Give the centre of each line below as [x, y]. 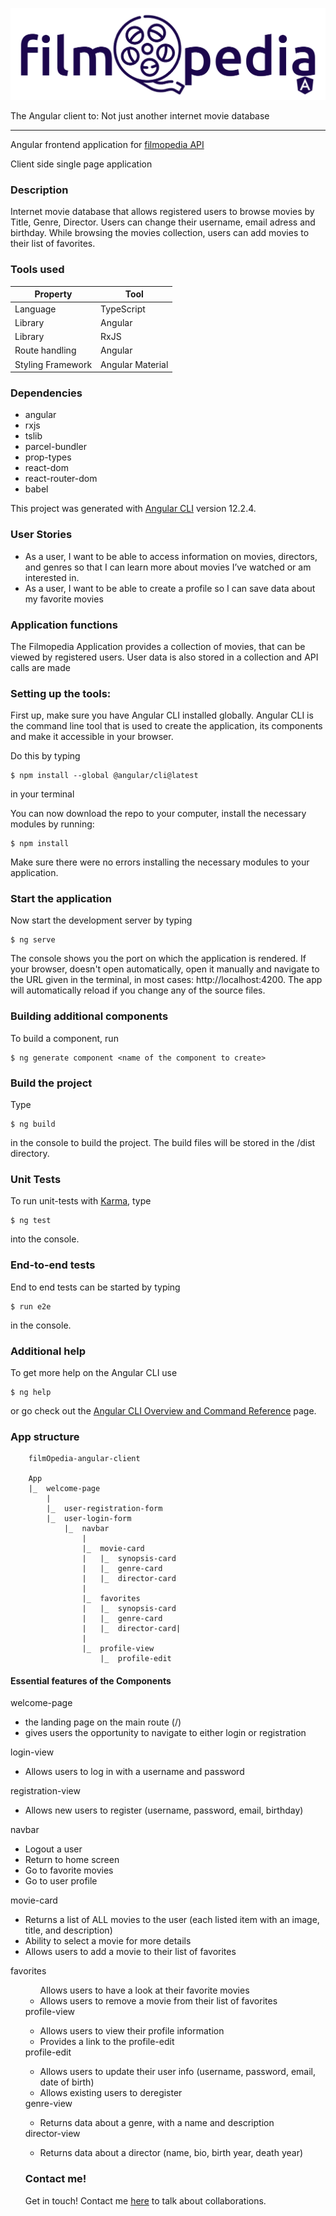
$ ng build [33, 1124]
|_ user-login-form [89, 1519]
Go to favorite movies [69, 1870]
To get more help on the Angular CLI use [94, 1372]
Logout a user [53, 1849]
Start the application [61, 899]
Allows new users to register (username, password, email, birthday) [164, 1810]
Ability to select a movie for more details [108, 1941]
